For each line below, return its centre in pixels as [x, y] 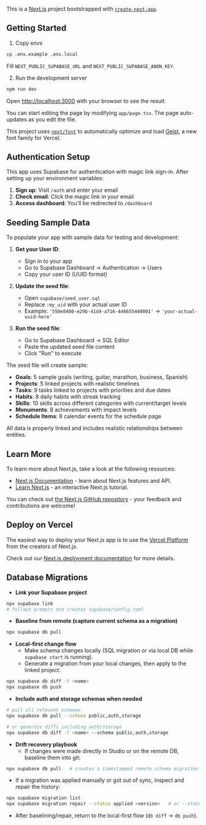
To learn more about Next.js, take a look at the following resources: [91, 469]
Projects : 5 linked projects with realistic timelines [77, 384]
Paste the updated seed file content [70, 347]
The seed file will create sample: [47, 366]
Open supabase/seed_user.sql [62, 298]
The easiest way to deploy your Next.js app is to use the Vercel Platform [97, 539]
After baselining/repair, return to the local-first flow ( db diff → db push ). [106, 816]
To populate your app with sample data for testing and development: [93, 237]
